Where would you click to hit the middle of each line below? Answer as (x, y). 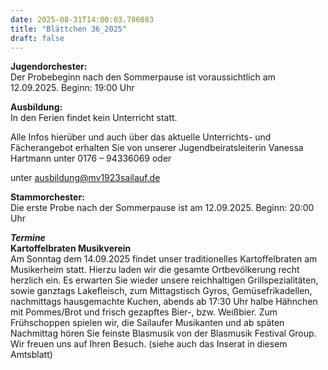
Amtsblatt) (31, 355)
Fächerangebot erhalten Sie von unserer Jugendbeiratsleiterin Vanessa (157, 148)
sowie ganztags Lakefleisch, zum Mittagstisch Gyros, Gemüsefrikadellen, (161, 291)
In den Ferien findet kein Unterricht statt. (94, 118)
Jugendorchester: (49, 67)
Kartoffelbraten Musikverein (71, 248)
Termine (28, 238)
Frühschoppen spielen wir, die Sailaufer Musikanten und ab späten (147, 323)
